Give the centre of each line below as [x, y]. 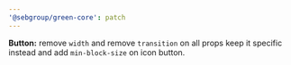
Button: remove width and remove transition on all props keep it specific [145, 43]
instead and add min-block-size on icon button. [97, 52]
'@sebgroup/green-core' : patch [67, 17]
